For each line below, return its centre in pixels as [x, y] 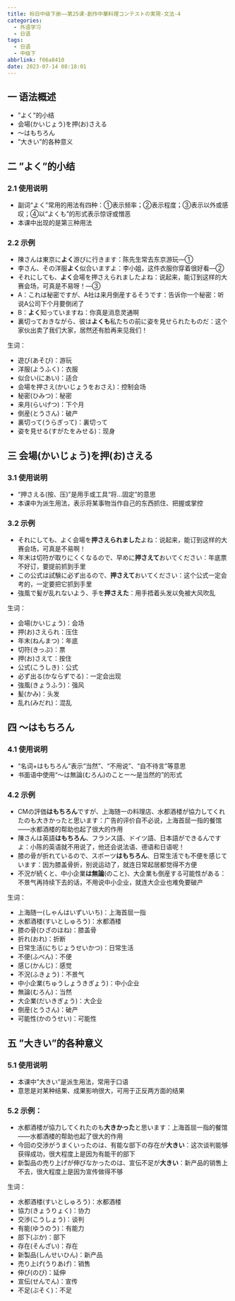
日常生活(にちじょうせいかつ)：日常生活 [76, 948]
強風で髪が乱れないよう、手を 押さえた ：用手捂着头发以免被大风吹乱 [116, 593]
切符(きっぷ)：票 [41, 650]
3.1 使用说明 [28, 477]
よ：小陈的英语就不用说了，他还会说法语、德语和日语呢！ [101, 847]
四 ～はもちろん [41, 727]
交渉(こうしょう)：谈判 [51, 1220]
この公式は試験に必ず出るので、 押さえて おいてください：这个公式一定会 [122, 575]
